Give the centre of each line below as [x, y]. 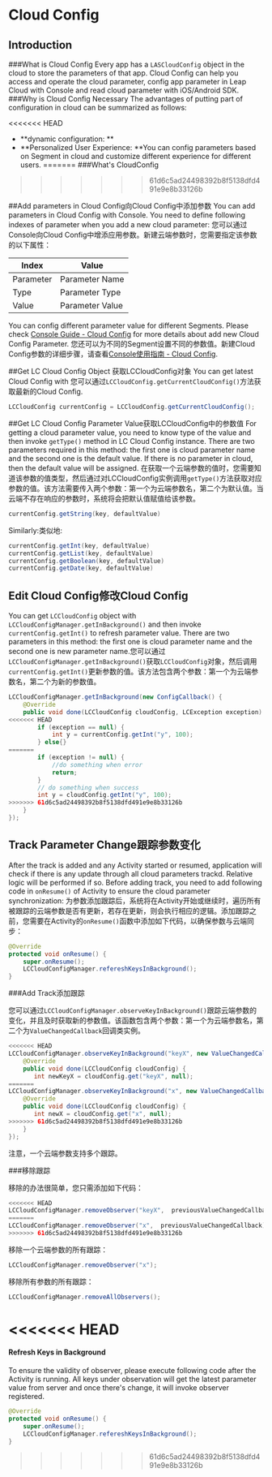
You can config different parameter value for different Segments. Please [129, 325]
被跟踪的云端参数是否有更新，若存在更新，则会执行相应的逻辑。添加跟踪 [129, 911]
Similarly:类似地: [36, 530]
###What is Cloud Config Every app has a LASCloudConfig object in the [127, 64]
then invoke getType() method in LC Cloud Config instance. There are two [132, 441]
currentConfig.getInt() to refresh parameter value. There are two [119, 633]
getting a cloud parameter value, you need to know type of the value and [130, 433]
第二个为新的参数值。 [65, 682]
